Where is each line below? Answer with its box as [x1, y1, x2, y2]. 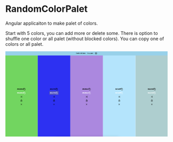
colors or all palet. [5, 41, 44, 47]
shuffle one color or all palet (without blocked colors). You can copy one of [5, 35, 164, 42]
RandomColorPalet [5, 3, 88, 15]
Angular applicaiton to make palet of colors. [5, 20, 98, 26]
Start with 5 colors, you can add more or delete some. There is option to [5, 30, 158, 36]
